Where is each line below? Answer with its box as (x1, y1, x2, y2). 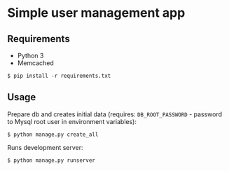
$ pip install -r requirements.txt (7, 72, 111, 79)
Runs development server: (7, 143, 83, 151)
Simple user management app (7, 5, 186, 21)
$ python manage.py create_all (7, 131, 99, 138)
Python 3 (17, 51, 44, 60)
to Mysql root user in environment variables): (7, 117, 137, 125)
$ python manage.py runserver (7, 156, 96, 164)
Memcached (17, 59, 54, 67)
